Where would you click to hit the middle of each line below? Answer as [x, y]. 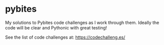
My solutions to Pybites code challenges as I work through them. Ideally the [82, 22]
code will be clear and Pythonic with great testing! [56, 27]
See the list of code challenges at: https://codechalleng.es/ [65, 37]
